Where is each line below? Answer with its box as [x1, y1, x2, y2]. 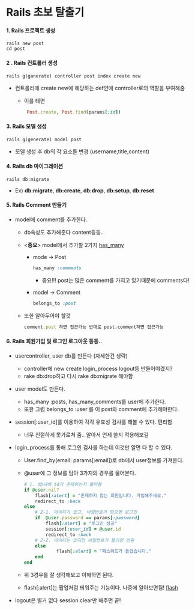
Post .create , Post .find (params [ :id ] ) [26, 109, 121, 115]
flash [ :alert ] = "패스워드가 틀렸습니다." [56, 548, 152, 555]
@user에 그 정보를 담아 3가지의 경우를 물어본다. [23, 469, 136, 477]
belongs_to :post [32, 300, 76, 307]
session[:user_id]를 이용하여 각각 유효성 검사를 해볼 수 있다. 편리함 [14, 418, 173, 425]
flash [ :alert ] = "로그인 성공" [45, 520, 118, 526]
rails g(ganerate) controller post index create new [6, 73, 141, 79]
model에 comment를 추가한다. [14, 216, 88, 223]
